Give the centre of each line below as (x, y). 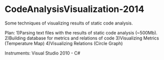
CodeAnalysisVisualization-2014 (74, 9)
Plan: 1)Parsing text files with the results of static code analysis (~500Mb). (81, 32)
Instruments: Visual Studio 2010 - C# (42, 53)
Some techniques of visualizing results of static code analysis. (69, 23)
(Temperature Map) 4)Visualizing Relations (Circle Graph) (64, 43)
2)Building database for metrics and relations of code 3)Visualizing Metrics (82, 38)
